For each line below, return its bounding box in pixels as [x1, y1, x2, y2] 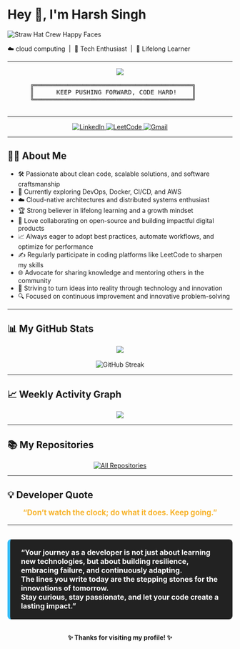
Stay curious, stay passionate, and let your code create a [21, 593, 219, 603]
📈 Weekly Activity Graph [7, 388, 122, 400]
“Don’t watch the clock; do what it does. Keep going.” [22, 507, 218, 517]
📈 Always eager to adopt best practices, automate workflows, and [17, 232, 214, 240]
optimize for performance [17, 242, 94, 251]
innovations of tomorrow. [21, 583, 109, 593]
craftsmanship [17, 179, 61, 188]
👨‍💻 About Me [7, 150, 67, 162]
